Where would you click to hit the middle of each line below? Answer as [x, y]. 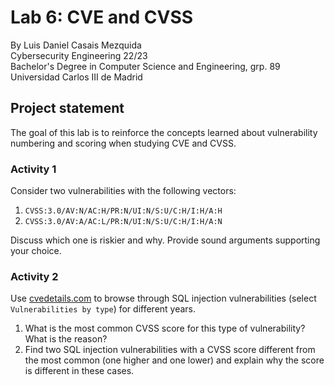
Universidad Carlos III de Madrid [76, 77]
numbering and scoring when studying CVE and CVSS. [123, 143]
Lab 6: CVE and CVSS [102, 17]
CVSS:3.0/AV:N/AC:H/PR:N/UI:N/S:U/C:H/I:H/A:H [123, 211]
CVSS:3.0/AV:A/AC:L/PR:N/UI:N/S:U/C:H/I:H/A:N [123, 222]
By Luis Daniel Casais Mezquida [76, 45]
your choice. [36, 251]
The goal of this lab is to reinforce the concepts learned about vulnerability [164, 132]
